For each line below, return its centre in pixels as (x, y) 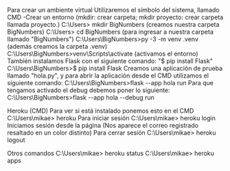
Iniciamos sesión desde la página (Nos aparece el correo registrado (103, 125)
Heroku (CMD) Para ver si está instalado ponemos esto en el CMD (101, 111)
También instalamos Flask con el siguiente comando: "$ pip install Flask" (110, 61)
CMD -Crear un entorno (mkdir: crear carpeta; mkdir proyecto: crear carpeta (115, 17)
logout (16, 140)
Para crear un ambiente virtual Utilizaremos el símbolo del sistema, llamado (113, 10)
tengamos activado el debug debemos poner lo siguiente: (89, 90)
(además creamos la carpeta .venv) (57, 46)
